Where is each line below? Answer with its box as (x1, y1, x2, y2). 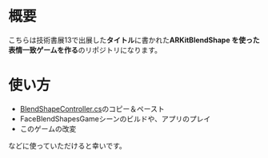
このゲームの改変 (19, 124, 77, 133)
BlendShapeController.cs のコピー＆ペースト (19, 104, 166, 113)
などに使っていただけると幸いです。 (8, 140, 126, 150)
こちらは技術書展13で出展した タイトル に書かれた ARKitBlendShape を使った (8, 35, 260, 45)
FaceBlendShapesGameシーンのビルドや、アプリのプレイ (19, 113, 211, 124)
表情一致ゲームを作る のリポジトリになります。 (8, 45, 162, 54)
